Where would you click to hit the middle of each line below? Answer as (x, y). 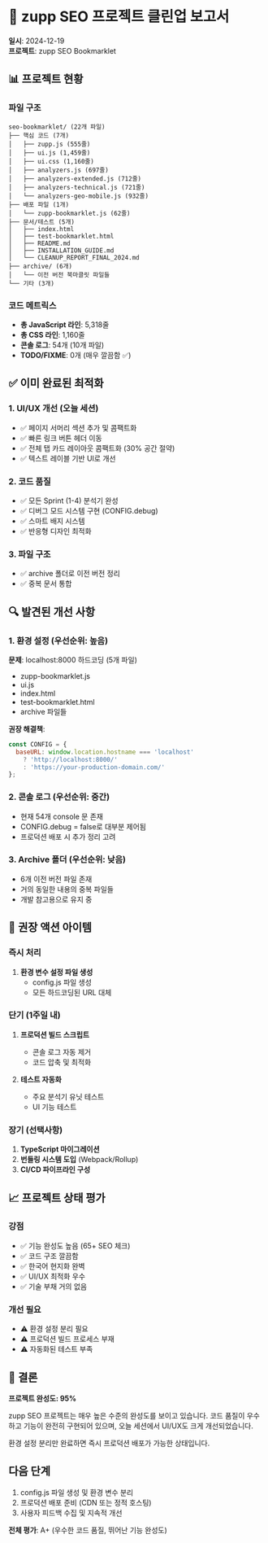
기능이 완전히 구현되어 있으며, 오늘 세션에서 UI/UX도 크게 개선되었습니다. (138, 1426)
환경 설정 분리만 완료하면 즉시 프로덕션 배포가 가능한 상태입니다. (109, 1443)
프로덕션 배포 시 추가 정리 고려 (68, 837)
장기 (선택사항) (36, 1130)
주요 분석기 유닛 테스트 (68, 1096)
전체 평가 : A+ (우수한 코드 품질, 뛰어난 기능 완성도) (88, 1530)
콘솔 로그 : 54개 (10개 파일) (62, 345)
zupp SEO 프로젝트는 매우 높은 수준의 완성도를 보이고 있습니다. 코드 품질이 (127, 1415)
